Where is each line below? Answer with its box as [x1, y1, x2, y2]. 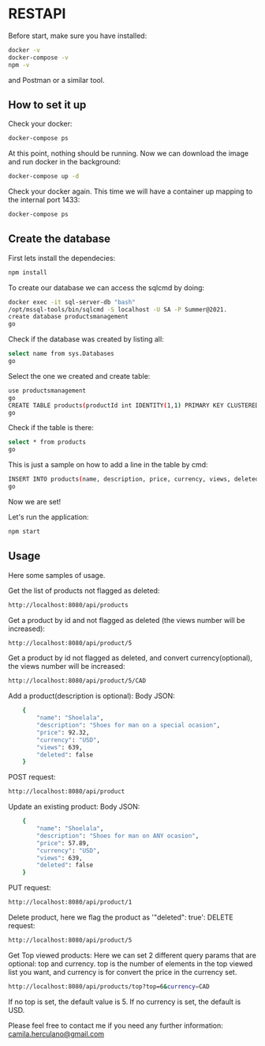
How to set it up [8, 98, 87, 111]
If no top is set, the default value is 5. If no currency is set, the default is [8, 997, 241, 1006]
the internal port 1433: [8, 195, 80, 205]
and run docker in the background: [8, 157, 121, 167]
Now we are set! [8, 497, 62, 506]
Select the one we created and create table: [8, 371, 151, 380]
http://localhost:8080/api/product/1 [8, 898, 132, 906]
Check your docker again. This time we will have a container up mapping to [8, 187, 253, 196]
